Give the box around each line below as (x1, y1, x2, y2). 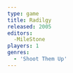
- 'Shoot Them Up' (13, 56, 68, 63)
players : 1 (7, 42, 39, 49)
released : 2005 (7, 23, 52, 30)
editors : (7, 29, 33, 37)
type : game (7, 10, 39, 17)
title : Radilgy (7, 17, 52, 24)
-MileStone (13, 36, 46, 43)
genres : (7, 49, 30, 56)
